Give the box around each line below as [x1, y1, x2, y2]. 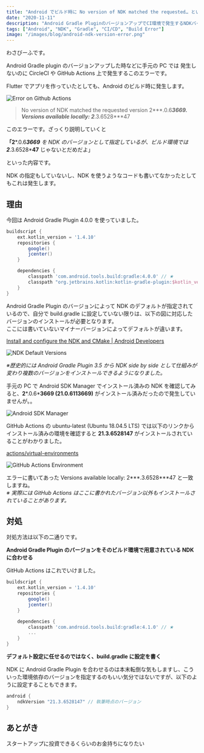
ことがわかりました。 [11, 437, 65, 444]
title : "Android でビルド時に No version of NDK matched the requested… [6, 9, 189, 15]
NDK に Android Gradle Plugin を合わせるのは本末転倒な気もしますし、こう [6, 666, 194, 673]
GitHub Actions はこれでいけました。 [6, 567, 99, 574]
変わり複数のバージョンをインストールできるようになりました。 [6, 369, 166, 376]
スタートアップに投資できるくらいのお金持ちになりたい [6, 740, 144, 748]
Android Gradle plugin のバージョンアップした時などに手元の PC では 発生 [6, 62, 191, 69]
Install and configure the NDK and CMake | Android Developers [6, 337, 165, 345]
